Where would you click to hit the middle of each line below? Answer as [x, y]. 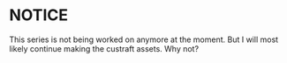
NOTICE [39, 15]
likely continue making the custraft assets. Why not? [104, 48]
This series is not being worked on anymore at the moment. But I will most [144, 39]
